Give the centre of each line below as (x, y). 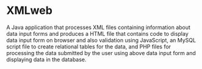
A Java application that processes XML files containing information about (99, 27)
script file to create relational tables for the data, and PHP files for (89, 47)
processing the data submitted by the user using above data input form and (101, 53)
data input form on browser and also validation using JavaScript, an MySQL (101, 40)
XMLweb (30, 11)
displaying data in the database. (46, 59)
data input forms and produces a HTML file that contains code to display (98, 33)
